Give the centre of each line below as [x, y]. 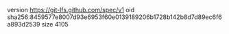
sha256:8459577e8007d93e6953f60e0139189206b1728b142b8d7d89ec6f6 [115, 17]
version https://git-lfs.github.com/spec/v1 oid [71, 10]
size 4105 [55, 24]
